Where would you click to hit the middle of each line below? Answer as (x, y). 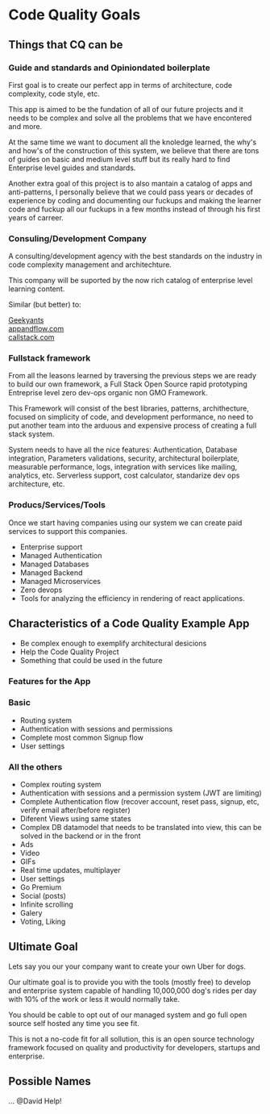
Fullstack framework (50, 358)
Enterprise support (51, 547)
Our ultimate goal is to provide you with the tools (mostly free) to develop (130, 982)
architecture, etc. (37, 484)
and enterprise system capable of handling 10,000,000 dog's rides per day (133, 991)
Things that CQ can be (66, 45)
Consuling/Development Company (78, 238)
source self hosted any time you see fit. (74, 1023)
